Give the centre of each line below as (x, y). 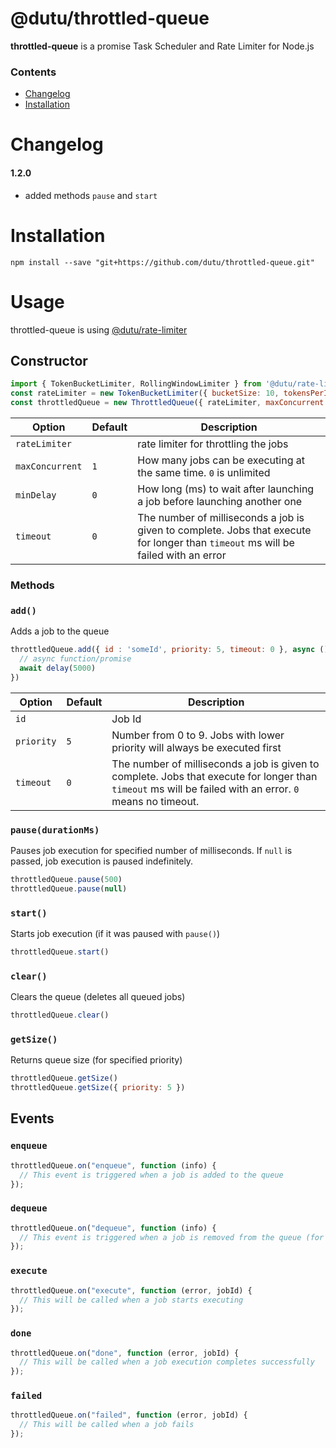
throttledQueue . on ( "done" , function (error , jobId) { (125, 1353)
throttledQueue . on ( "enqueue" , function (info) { (113, 1165)
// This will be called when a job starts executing (131, 1300)
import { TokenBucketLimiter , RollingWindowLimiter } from (136, 384)
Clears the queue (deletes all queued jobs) (98, 997)
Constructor (49, 360)
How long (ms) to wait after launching (226, 489)
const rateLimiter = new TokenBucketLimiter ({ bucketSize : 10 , (145, 393)
